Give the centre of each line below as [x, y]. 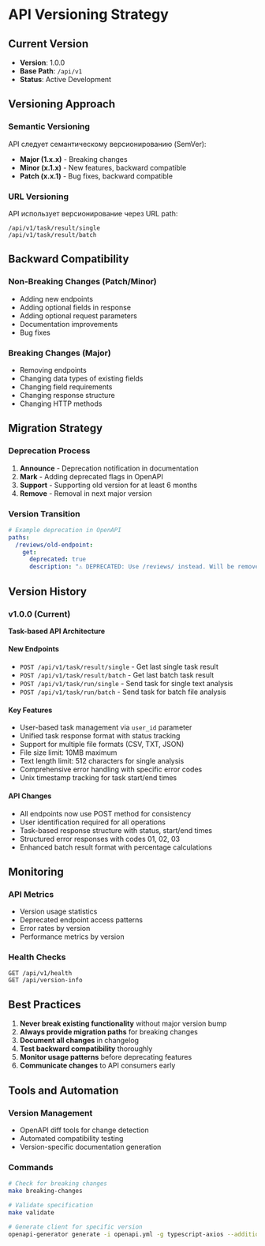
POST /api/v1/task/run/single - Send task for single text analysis [126, 684]
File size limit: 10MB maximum [68, 752]
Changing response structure [67, 395]
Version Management [50, 1113]
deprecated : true [58, 559]
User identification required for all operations [92, 822]
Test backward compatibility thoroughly [86, 1049]
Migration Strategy [56, 428]
